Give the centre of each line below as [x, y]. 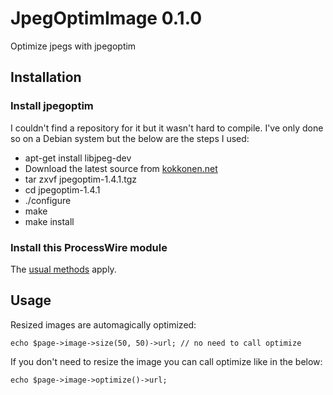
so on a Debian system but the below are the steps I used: [130, 138]
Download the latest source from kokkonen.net [121, 168]
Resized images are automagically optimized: [103, 324]
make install [49, 221]
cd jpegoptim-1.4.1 [62, 189]
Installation [46, 77]
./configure [48, 200]
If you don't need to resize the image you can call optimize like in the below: [166, 361]
